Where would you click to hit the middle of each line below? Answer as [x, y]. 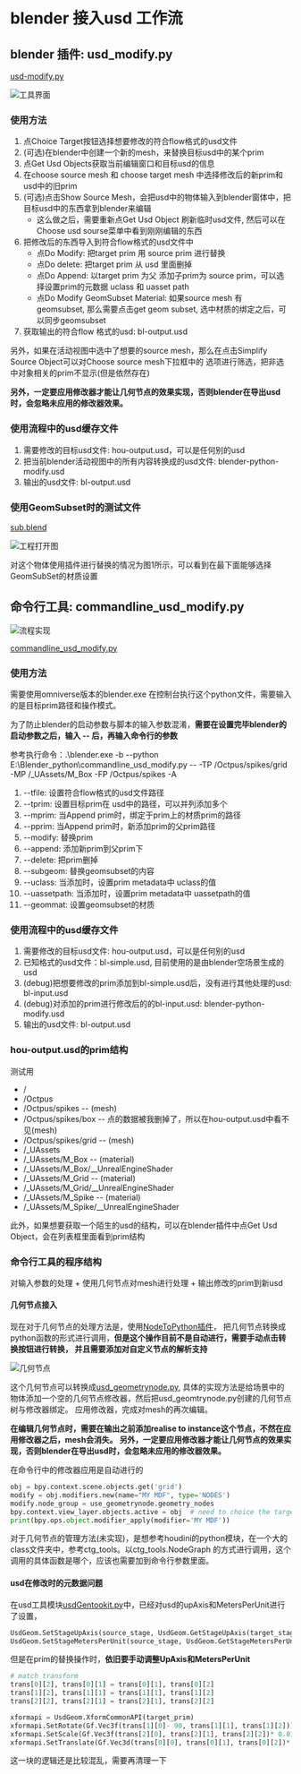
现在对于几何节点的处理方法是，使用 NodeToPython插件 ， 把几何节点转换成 [148, 1327]
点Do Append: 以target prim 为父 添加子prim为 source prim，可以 [156, 276]
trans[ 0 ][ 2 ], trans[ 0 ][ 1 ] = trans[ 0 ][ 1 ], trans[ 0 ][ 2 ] [113, 1684]
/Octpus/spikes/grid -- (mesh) [79, 1140]
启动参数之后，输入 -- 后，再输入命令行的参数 [94, 736]
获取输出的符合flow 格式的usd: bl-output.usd [105, 331]
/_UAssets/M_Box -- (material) [79, 1159]
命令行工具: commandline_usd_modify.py [127, 607]
